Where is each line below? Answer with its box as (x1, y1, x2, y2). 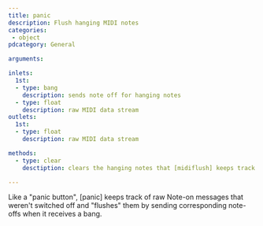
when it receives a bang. (22, 209, 102, 219)
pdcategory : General (8, 41, 76, 49)
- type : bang (15, 83, 58, 91)
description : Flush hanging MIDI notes (8, 19, 139, 27)
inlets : (8, 69, 34, 77)
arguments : (8, 55, 44, 63)
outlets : (8, 113, 37, 121)
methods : (8, 149, 37, 157)
